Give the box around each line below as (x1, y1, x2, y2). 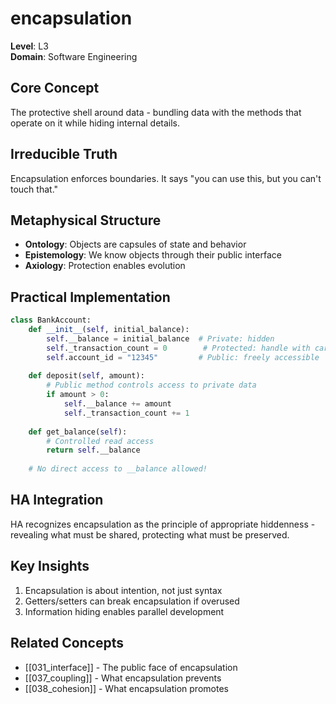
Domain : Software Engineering (10, 50, 138, 62)
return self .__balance (46, 445, 141, 456)
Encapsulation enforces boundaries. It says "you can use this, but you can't (10, 172, 322, 184)
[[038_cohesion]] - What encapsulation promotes (24, 682, 229, 694)
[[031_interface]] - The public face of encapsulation (24, 661, 238, 673)
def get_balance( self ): (28, 427, 128, 437)
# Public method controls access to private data (46, 380, 257, 391)
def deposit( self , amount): (28, 371, 145, 381)
